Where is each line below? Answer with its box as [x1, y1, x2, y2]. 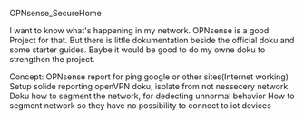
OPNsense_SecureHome [9, 8, 102, 18]
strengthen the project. [9, 54, 95, 64]
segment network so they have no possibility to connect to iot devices [9, 100, 272, 111]
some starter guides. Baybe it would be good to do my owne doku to [9, 44, 266, 55]
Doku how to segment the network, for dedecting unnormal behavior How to [9, 90, 295, 101]
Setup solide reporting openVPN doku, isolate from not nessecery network [9, 81, 289, 91]
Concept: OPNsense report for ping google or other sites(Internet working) [9, 71, 289, 82]
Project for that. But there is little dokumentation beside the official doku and [9, 35, 295, 45]
